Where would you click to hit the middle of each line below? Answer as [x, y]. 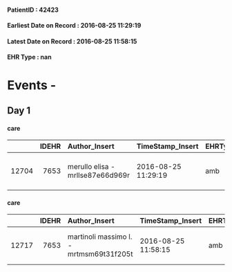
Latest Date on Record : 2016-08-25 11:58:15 [72, 41]
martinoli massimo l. [100, 237]
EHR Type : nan [29, 57]
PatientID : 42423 [33, 10]
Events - [32, 85]
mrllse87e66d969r [99, 175]
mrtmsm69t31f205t [100, 254]
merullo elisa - [91, 167]
